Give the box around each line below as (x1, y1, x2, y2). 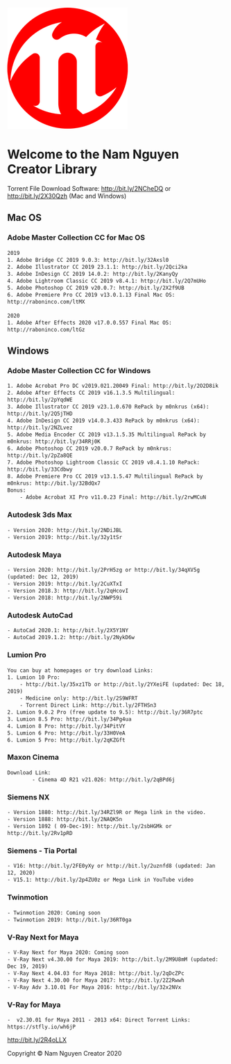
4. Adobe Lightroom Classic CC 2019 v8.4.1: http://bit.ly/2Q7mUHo (7, 277, 207, 284)
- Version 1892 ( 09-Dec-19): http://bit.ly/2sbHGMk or (7, 823, 172, 830)
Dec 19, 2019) (7, 962, 49, 970)
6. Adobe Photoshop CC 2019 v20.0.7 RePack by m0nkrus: (7, 445, 172, 453)
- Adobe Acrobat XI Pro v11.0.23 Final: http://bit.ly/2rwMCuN (19, 494, 207, 501)
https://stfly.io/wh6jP (7, 1024, 76, 1031)
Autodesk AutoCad (7, 610, 74, 620)
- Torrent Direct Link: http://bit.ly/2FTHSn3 (19, 701, 157, 709)
